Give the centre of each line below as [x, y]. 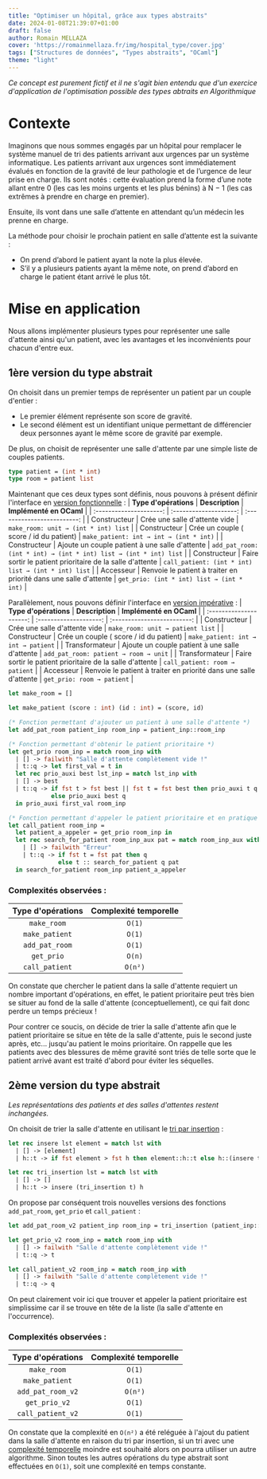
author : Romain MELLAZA [48, 38]
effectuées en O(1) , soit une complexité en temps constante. [107, 1466]
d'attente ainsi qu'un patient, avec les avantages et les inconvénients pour [130, 339]
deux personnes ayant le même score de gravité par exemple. [121, 433]
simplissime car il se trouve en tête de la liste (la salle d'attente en [116, 1308]
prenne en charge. [39, 220]
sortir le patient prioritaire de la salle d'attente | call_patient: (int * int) [130, 562]
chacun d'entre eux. [41, 348]
